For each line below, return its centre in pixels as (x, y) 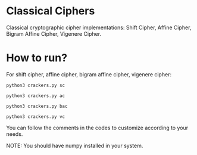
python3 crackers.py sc (36, 85)
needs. (15, 134)
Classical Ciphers (51, 11)
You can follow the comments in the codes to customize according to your (97, 128)
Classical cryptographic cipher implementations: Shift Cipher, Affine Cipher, (99, 27)
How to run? (37, 58)
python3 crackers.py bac (37, 106)
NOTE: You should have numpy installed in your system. (75, 145)
